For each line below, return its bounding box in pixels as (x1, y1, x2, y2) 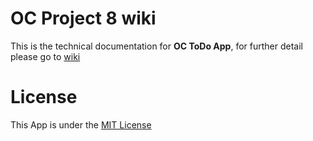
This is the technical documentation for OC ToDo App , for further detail (10, 40, 303, 52)
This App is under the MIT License (10, 118, 152, 131)
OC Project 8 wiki (10, 7, 157, 30)
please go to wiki (10, 50, 81, 62)
